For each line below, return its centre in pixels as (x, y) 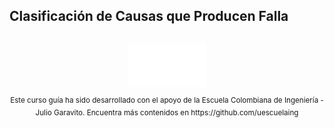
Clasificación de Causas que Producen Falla (149, 16)
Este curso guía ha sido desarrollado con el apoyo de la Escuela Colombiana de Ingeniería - (167, 100)
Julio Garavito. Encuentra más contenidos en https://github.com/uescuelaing (167, 113)
